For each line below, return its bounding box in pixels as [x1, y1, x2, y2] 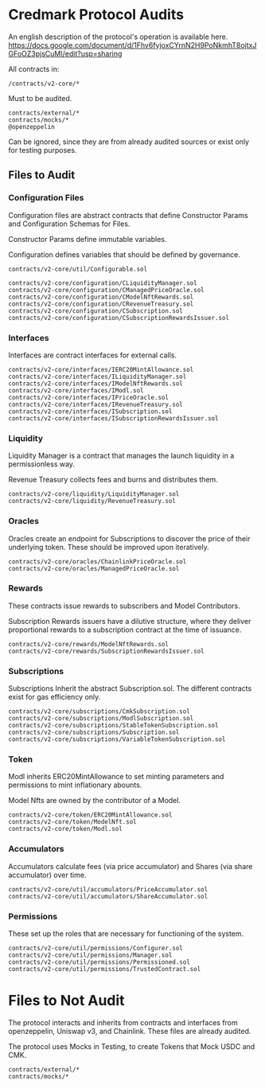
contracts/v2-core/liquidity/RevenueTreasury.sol [8, 497, 177, 505]
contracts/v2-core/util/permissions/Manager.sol [8, 951, 173, 959]
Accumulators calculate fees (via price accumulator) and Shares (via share [8, 861, 253, 871]
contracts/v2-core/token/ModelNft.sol [8, 818, 137, 826]
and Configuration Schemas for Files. [8, 219, 131, 228]
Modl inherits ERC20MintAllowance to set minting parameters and [8, 772, 224, 782]
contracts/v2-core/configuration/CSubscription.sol [8, 306, 183, 315]
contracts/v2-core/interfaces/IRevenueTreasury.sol [8, 400, 183, 408]
